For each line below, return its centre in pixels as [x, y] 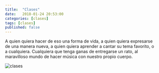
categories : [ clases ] [27, 18]
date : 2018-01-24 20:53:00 [34, 14]
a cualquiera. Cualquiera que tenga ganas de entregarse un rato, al [72, 52]
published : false [22, 28]
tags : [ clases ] [20, 23]
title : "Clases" [22, 9]
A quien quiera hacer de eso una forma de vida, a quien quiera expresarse [79, 41]
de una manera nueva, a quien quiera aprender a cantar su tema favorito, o [80, 46]
